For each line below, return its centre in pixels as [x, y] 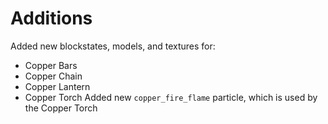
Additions [51, 18]
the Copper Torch [61, 108]
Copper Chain [53, 76]
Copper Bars [51, 65]
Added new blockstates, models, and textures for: [113, 46]
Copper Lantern [57, 86]
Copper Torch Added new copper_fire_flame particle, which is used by [171, 97]
